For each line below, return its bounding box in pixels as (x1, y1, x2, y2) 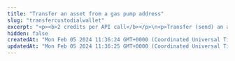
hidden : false (7, 29, 49, 37)
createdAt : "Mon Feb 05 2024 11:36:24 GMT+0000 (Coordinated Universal (7, 36, 220, 43)
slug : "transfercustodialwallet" (7, 17, 105, 24)
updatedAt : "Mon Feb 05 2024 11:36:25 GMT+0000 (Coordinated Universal (7, 43, 220, 50)
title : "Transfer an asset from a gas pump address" (7, 10, 164, 18)
